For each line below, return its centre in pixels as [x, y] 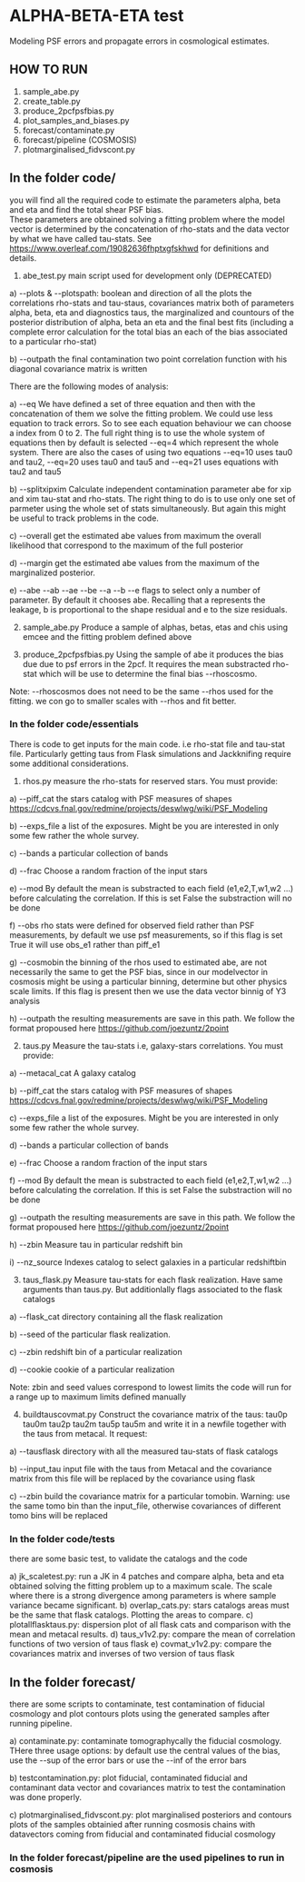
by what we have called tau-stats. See [81, 238]
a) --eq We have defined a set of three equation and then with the [133, 403]
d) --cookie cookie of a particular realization [92, 1369]
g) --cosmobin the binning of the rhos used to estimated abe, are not [138, 962]
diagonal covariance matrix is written [79, 368]
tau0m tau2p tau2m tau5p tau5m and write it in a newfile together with [154, 1424]
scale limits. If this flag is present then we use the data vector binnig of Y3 [148, 991]
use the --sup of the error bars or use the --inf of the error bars [128, 1760]
